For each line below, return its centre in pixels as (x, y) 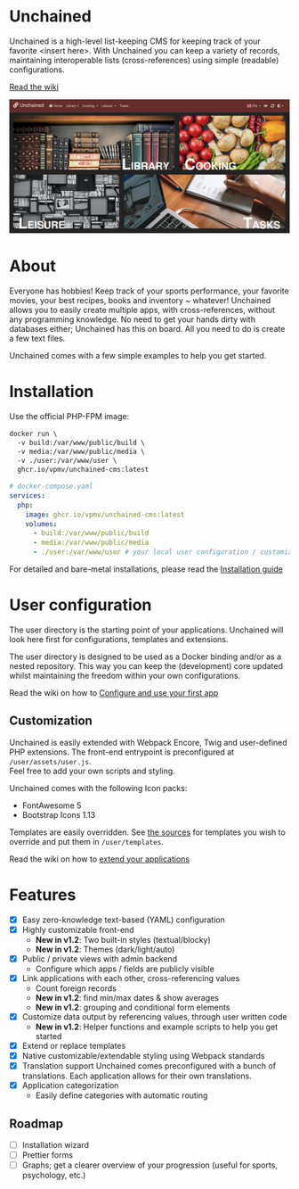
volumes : (41, 524)
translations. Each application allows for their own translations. (137, 1076)
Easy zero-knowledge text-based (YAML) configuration (123, 920)
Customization (51, 721)
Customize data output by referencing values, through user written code (154, 1016)
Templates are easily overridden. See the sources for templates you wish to (148, 832)
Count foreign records (76, 988)
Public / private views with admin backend (100, 958)
